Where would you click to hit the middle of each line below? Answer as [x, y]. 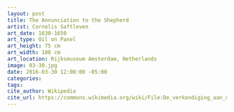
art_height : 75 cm [34, 46]
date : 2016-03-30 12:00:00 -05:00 [57, 72]
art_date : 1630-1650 [37, 33]
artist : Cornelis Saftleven [48, 26]
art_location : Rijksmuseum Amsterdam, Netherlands [82, 59]
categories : [24, 78]
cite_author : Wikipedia [42, 91]
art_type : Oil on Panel [42, 40]
